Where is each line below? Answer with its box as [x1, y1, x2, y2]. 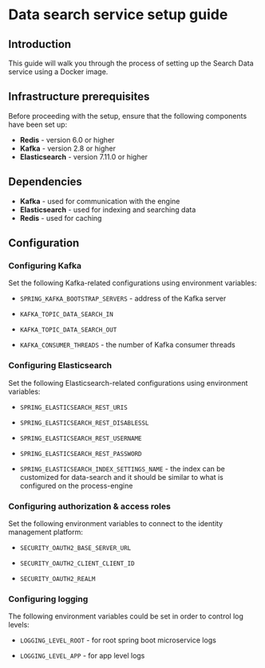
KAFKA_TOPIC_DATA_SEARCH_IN [19, 311, 113, 319]
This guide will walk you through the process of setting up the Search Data [8, 58, 254, 68]
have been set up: [8, 120, 68, 129]
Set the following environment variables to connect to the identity [8, 518, 223, 528]
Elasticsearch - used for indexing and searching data [19, 205, 196, 214]
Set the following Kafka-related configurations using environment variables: [8, 278, 257, 288]
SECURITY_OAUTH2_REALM [19, 575, 96, 583]
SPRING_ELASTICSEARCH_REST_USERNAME [19, 434, 142, 442]
